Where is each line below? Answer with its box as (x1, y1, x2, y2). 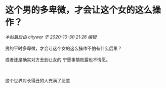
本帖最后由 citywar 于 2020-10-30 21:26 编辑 (5, 34, 97, 40)
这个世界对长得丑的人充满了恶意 (5, 77, 70, 84)
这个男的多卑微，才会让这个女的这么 (5, 4, 153, 16)
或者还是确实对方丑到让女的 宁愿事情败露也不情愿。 (5, 57, 110, 62)
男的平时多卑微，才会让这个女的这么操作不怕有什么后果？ (5, 45, 122, 51)
